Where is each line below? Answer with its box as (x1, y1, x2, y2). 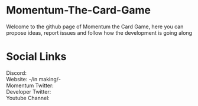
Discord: (6, 69, 27, 77)
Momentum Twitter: (6, 82, 54, 89)
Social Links (6, 50, 67, 64)
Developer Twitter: (6, 88, 51, 95)
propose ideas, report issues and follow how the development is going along (6, 29, 193, 36)
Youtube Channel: (6, 94, 50, 101)
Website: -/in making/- (6, 75, 61, 82)
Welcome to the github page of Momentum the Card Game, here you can (6, 23, 184, 30)
